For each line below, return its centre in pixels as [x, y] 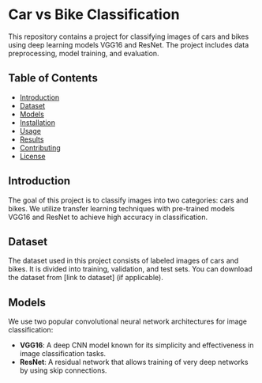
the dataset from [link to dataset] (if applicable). [86, 278]
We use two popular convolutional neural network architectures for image [127, 321]
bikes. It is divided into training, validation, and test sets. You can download [130, 269]
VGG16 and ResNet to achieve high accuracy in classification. [108, 217]
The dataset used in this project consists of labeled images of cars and [124, 261]
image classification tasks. [63, 354]
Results [32, 139]
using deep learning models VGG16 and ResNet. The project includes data [129, 44]
